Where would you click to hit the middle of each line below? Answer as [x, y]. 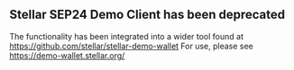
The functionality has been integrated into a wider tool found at [127, 36]
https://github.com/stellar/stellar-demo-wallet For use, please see [132, 46]
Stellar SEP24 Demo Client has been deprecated [147, 15]
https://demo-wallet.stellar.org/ [67, 55]
